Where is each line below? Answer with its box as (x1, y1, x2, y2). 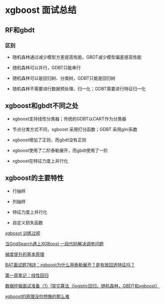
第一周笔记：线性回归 (5, 272, 49, 278)
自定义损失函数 (12, 219, 43, 226)
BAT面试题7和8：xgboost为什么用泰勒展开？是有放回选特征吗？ (5, 261, 135, 268)
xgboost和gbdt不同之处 (5, 102, 79, 110)
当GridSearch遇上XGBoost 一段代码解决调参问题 (5, 241, 104, 246)
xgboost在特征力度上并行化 (12, 158, 68, 164)
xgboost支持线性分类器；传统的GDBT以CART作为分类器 (12, 116, 126, 122)
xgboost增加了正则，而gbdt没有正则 (12, 137, 87, 143)
